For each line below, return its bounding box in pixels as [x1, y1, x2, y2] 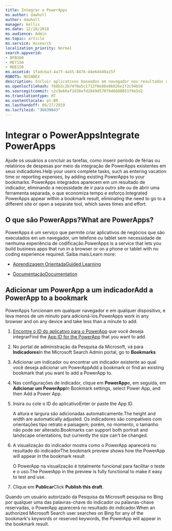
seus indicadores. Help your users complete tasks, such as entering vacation [5, 168, 167, 174]
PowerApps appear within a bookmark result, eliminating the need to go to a [5, 195, 165, 201]
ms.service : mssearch [5, 41, 52, 46]
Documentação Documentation [12, 271, 78, 277]
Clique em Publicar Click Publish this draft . [12, 483, 104, 490]
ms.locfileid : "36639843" [5, 108, 60, 113]
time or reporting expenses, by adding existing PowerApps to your [5, 174, 145, 180]
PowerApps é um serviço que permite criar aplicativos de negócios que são [5, 229, 165, 236]
